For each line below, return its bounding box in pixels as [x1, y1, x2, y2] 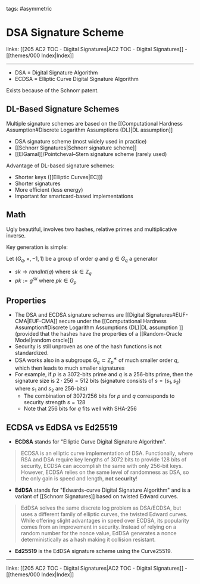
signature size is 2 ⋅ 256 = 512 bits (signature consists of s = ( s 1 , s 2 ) [14, 377, 181, 386]
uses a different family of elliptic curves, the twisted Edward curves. [20, 511, 188, 518]
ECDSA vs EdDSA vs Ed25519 [6, 422, 118, 432]
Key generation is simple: [6, 243, 68, 251]
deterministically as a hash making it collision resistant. [20, 536, 156, 544]
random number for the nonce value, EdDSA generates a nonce [20, 530, 177, 537]
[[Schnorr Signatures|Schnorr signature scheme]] [14, 144, 137, 151]
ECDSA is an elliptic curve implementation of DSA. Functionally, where [20, 449, 193, 457]
